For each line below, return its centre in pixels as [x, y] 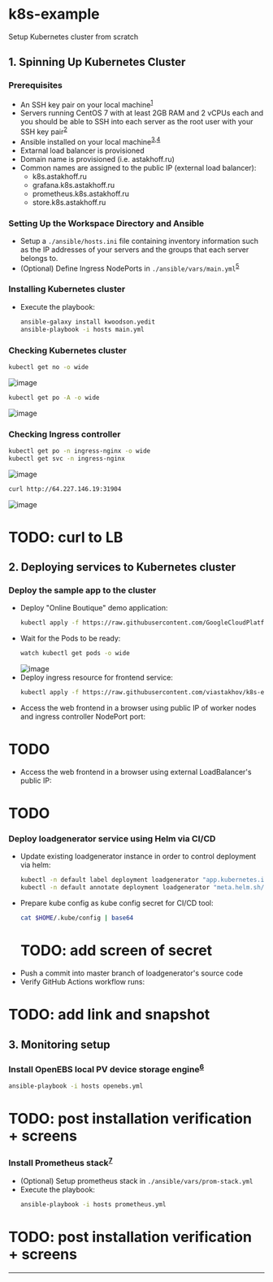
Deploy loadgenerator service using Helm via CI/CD [112, 839]
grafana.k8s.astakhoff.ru [74, 185]
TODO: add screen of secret [116, 951]
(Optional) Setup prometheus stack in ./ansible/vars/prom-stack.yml [136, 1181]
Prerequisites [35, 85]
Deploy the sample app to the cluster [82, 590]
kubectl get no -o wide [49, 367]
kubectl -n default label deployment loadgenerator [109, 880]
